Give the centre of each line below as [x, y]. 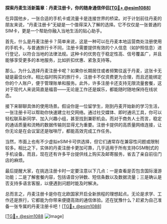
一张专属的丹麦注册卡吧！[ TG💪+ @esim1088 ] [55, 206]
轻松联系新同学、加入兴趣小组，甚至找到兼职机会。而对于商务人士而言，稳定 [83, 118]
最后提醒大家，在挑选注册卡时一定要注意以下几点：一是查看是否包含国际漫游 [83, 171]
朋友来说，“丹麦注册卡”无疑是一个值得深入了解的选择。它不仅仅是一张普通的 [83, 25]
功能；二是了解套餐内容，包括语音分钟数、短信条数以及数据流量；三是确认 [81, 177]
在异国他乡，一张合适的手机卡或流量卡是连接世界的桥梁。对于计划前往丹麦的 [83, 18]
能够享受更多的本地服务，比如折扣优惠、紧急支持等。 [60, 60]
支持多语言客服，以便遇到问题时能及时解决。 [55, 183]
